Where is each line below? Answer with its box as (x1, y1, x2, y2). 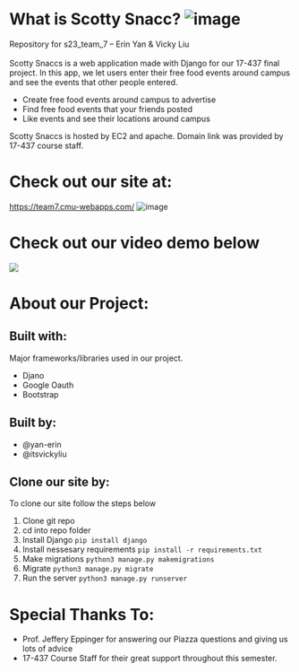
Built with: (9, 328, 67, 345)
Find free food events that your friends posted (21, 103, 193, 114)
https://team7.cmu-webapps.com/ (9, 201, 135, 212)
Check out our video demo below (9, 233, 261, 253)
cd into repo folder (21, 525, 91, 536)
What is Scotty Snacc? (9, 9, 182, 30)
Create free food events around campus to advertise (21, 94, 217, 105)
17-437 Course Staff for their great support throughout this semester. (21, 653, 278, 664)
